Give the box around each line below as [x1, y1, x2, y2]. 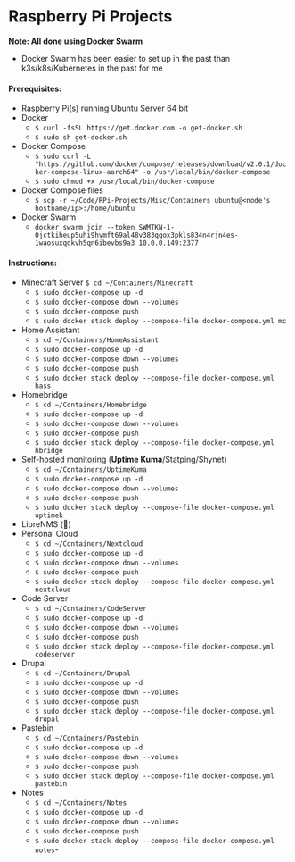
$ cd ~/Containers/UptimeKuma [34, 465, 148, 474]
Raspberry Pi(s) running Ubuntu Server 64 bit [20, 103, 189, 113]
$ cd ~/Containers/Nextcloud [34, 540, 143, 548]
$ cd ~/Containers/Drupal [34, 669, 131, 678]
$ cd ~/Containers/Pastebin [34, 734, 139, 743]
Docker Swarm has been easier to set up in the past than [20, 53, 231, 63]
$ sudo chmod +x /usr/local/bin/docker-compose [34, 177, 215, 187]
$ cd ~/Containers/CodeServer [34, 605, 148, 614]
